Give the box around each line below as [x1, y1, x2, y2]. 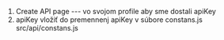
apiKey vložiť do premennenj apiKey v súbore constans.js [15, 15, 203, 24]
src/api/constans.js [15, 24, 79, 32]
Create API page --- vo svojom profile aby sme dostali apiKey [15, 7, 216, 16]
